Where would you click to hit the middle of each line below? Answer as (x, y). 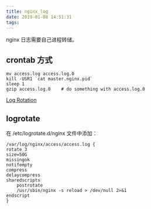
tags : (13, 22)
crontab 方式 (29, 60)
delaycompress (23, 175)
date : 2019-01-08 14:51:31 (39, 17)
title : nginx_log (27, 11)
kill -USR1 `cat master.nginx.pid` (49, 79)
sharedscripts (23, 180)
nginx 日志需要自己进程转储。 (42, 40)
